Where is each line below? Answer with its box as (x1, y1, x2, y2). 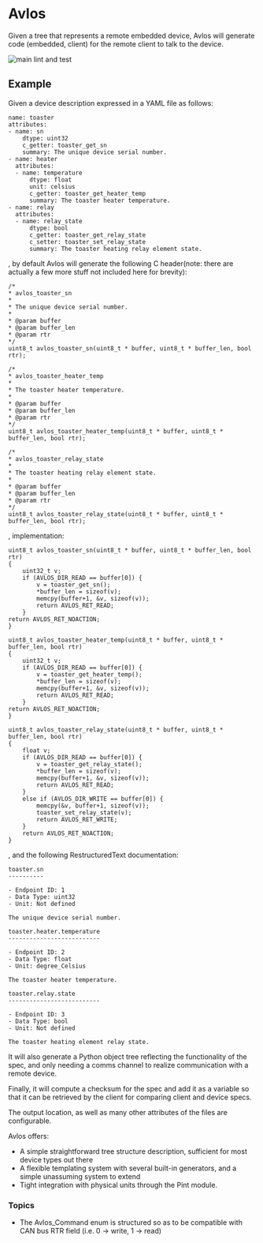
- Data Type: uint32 (8, 893, 76, 900)
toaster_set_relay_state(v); (36, 808, 132, 817)
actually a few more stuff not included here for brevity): (8, 267, 187, 276)
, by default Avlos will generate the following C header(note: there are (8, 258, 234, 268)
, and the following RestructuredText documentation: (8, 850, 179, 859)
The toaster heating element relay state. (8, 1038, 150, 1046)
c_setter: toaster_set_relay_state (28, 238, 146, 245)
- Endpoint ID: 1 (8, 885, 65, 894)
